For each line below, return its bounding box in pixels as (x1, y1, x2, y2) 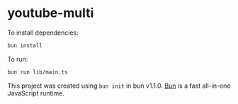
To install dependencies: (7, 28, 79, 37)
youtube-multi (7, 5, 94, 21)
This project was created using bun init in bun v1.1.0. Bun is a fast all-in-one (7, 81, 231, 90)
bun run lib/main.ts (7, 69, 69, 76)
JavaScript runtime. (7, 88, 65, 97)
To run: (7, 54, 28, 63)
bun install (7, 42, 42, 49)
